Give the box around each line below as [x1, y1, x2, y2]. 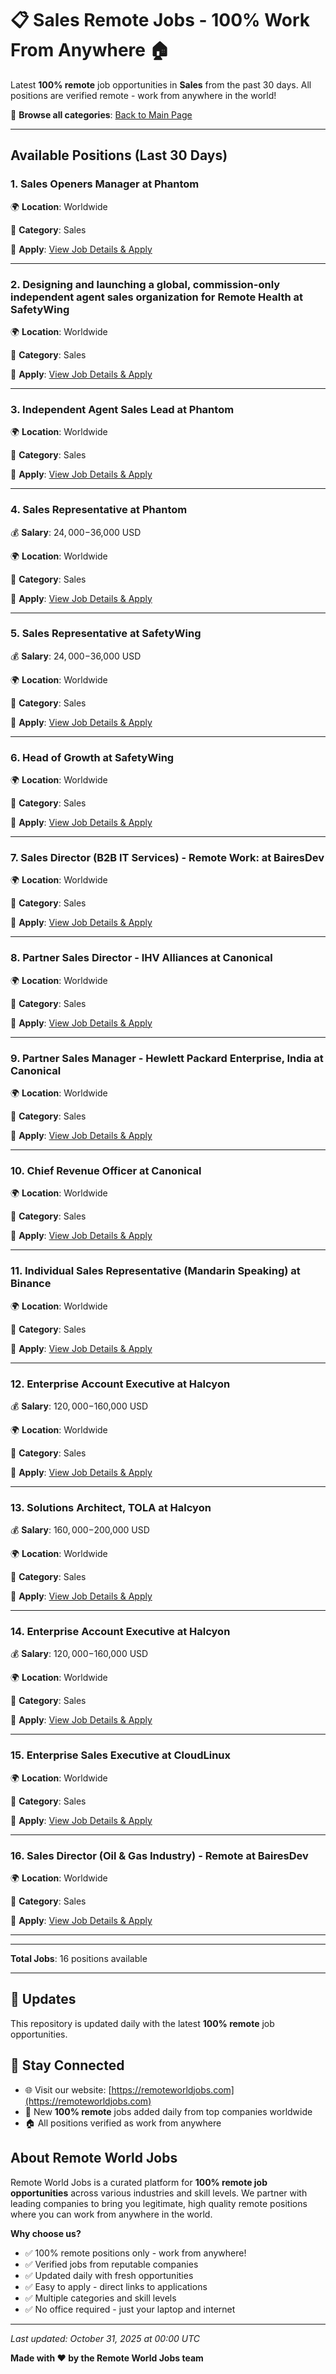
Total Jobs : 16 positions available [10, 1953, 148, 1965]
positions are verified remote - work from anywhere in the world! [10, 89, 277, 101]
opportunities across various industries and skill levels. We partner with [10, 2187, 308, 2199]
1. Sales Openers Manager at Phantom [10, 177, 200, 191]
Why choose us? [10, 2227, 82, 2239]
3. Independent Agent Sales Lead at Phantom [10, 402, 235, 416]
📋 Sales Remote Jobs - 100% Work [10, 9, 311, 32]
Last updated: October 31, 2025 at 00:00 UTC [10, 2332, 201, 2344]
